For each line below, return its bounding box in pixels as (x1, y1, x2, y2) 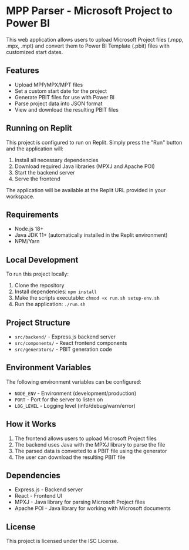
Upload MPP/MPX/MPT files (14, 81, 83, 88)
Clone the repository (14, 282, 65, 289)
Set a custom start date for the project (14, 87, 107, 95)
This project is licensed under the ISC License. (6, 538, 119, 545)
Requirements (6, 210, 59, 220)
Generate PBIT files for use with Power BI (14, 93, 115, 100)
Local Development (6, 254, 79, 265)
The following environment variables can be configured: (6, 378, 142, 385)
